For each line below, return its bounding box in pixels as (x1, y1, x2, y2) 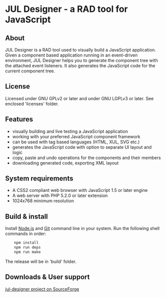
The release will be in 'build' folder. (5, 258, 77, 264)
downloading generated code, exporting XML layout (12, 160, 119, 166)
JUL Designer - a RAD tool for (5, 3, 128, 15)
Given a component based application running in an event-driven (5, 52, 138, 58)
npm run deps (14, 245, 41, 250)
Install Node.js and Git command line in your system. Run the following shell (5, 226, 160, 232)
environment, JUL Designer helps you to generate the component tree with (5, 58, 158, 63)
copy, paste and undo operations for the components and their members (12, 155, 161, 161)
